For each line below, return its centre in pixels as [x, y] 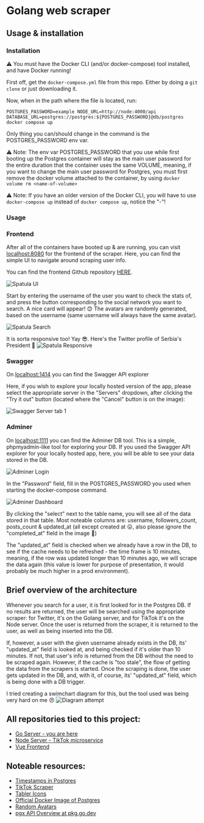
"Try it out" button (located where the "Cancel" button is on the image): [96, 399]
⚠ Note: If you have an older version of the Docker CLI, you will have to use [101, 195]
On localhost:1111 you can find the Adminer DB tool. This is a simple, [91, 440]
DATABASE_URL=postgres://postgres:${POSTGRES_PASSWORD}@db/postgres [95, 117]
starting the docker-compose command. [57, 490]
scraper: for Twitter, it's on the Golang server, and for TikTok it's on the [95, 618]
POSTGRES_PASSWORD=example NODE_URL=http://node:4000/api [81, 112]
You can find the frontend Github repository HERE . [69, 272]
